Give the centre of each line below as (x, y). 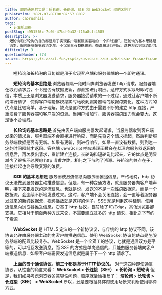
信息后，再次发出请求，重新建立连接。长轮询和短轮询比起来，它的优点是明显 (81, 154)
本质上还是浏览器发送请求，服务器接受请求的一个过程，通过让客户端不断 (85, 96)
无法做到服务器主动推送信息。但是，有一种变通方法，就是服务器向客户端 (81, 183)
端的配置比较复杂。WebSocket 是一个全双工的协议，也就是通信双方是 (82, 241)
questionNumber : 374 (26, 54)
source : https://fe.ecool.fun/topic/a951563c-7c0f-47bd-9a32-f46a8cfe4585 (82, 59)
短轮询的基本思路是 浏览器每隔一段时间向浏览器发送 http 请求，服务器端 (85, 84)
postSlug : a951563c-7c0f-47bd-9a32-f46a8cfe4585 (55, 32)
